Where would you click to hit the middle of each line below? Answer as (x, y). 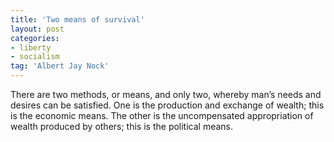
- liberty (31, 47)
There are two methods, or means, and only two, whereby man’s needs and (166, 94)
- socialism (35, 57)
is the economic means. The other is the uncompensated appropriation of (162, 115)
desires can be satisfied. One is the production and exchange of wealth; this (167, 105)
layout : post (37, 29)
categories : (35, 38)
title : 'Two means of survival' (77, 19)
